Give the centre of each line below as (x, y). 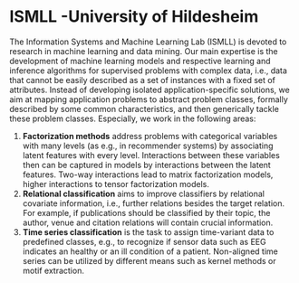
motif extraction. (53, 270)
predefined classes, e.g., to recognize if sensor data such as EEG (144, 241)
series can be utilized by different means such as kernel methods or (149, 260)
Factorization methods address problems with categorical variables (150, 136)
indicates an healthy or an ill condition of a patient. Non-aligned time (150, 251)
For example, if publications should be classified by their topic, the (146, 212)
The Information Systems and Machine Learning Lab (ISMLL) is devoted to (148, 42)
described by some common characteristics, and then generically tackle (144, 108)
